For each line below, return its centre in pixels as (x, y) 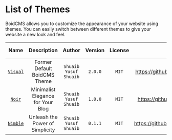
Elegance (43, 96)
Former (43, 62)
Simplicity (43, 130)
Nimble (16, 123)
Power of (44, 123)
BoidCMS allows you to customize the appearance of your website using (82, 24)
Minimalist (43, 89)
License (119, 50)
